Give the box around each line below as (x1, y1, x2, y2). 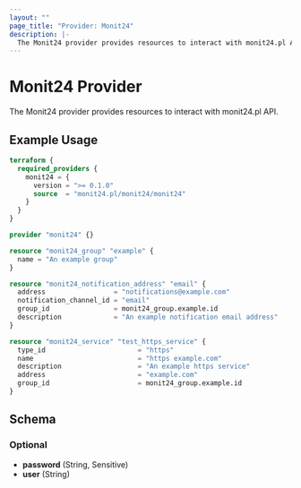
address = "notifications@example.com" (17, 287, 230, 296)
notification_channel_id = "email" (17, 296, 150, 305)
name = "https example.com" (17, 354, 222, 363)
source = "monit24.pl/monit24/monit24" (32, 189, 186, 198)
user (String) (21, 468, 70, 479)
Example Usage (9, 132, 99, 148)
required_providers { (17, 164, 99, 173)
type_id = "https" (17, 346, 175, 355)
